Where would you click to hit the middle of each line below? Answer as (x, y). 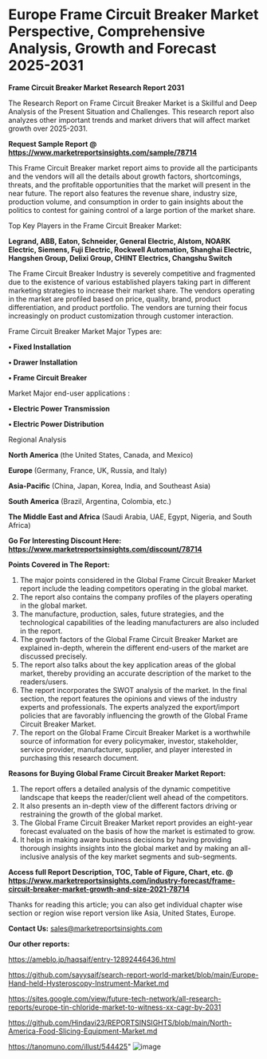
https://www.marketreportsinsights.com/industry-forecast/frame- (122, 880)
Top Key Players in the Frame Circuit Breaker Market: (95, 226)
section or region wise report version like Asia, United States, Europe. (122, 913)
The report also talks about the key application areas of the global (128, 664)
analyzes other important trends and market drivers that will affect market (129, 120)
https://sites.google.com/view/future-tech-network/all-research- (115, 998)
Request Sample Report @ (53, 144)
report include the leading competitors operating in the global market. (134, 589)
